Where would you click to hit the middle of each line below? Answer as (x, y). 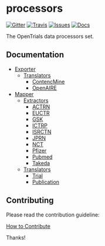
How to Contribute (28, 226)
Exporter (25, 69)
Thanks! (16, 237)
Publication (46, 182)
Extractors (36, 100)
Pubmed (42, 157)
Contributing (30, 200)
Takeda (41, 163)
